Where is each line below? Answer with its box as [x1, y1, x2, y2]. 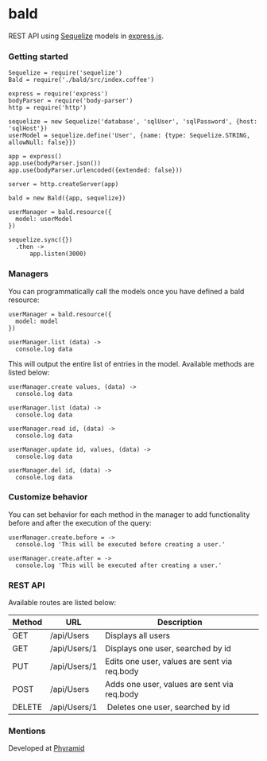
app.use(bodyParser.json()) [8, 160, 102, 168]
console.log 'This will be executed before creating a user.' [15, 540, 226, 549]
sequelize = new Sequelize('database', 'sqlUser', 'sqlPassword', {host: [8, 118, 258, 126]
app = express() [8, 153, 62, 161]
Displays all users [104, 630, 171, 641]
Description [157, 617, 203, 628]
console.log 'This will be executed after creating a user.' [15, 561, 222, 569]
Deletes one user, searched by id [106, 701, 230, 712]
